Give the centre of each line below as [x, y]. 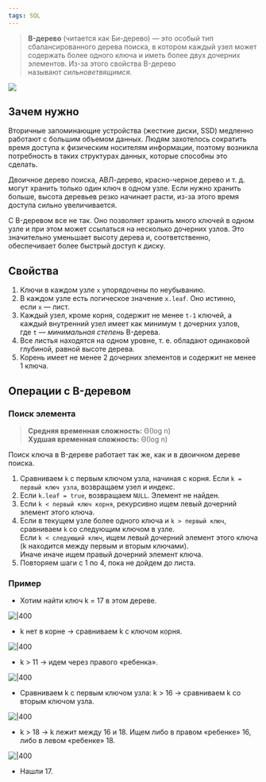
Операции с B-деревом [69, 391]
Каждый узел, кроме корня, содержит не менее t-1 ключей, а [125, 315]
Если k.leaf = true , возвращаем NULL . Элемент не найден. [120, 495]
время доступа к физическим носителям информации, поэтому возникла [133, 148]
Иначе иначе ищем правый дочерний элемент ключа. [112, 554]
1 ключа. [34, 366]
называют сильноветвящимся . [80, 71]
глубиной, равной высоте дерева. [77, 349]
